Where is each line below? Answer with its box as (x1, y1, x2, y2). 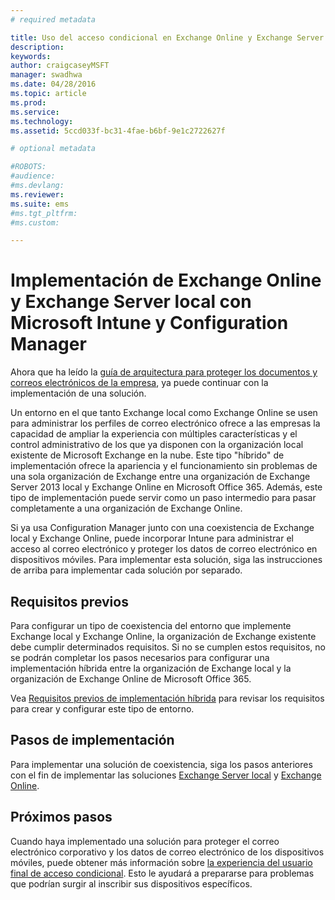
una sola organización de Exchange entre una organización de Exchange (10, 471, 311, 483)
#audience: (10, 171, 56, 181)
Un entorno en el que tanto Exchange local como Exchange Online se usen (10, 407, 318, 419)
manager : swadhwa (10, 70, 83, 80)
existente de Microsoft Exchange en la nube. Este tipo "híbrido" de (10, 449, 285, 461)
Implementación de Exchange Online (10, 269, 322, 292)
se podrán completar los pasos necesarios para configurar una (10, 652, 270, 663)
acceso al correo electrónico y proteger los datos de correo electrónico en (10, 543, 318, 555)
